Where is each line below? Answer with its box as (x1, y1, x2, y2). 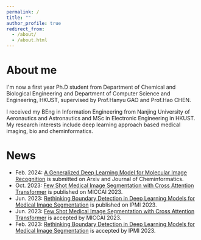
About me (6, 63, 57, 77)
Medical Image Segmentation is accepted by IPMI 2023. (15, 227, 156, 234)
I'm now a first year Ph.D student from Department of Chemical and (6, 83, 176, 91)
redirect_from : (6, 26, 45, 32)
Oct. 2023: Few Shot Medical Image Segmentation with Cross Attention (15, 182, 194, 189)
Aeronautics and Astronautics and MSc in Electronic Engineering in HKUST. (6, 114, 196, 122)
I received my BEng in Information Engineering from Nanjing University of (6, 108, 190, 115)
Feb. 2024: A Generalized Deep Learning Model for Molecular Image (15, 168, 188, 176)
